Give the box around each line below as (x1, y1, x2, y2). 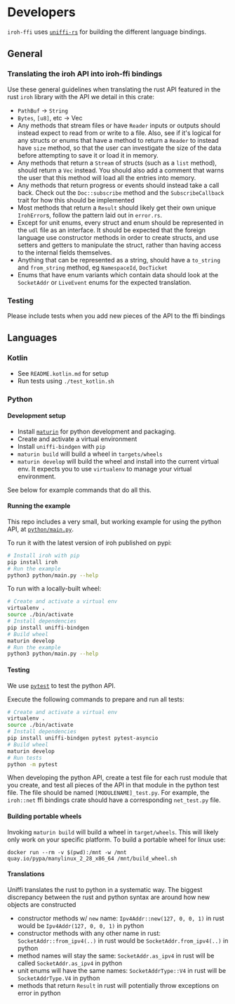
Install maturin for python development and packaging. (17, 427, 177, 436)
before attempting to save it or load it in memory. (17, 151, 159, 159)
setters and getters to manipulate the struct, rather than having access (17, 241, 222, 249)
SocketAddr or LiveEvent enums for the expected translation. (17, 278, 192, 286)
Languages (7, 332, 58, 344)
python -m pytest (7, 761, 58, 768)
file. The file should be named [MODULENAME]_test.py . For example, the (7, 789, 210, 797)
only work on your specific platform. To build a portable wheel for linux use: (7, 835, 226, 844)
